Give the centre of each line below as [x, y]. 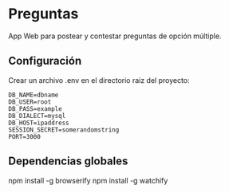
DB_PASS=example [35, 108]
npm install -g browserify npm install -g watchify [88, 180]
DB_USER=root [30, 102]
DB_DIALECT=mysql [37, 116]
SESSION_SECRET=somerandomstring [64, 130]
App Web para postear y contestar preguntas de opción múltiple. [115, 36]
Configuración [45, 61]
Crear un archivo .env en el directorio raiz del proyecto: [99, 80]
